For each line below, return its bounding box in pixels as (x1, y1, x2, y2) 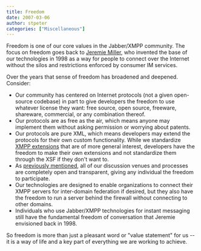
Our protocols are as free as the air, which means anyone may (15, 117, 170, 125)
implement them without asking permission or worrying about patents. (15, 123, 191, 131)
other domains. (15, 201, 53, 208)
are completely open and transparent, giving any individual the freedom (15, 169, 194, 176)
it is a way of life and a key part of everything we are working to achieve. (6, 238, 188, 246)
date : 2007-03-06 (6, 15, 50, 21)
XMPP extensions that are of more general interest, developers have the (15, 143, 195, 150)
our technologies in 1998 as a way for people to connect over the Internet (6, 55, 189, 62)
